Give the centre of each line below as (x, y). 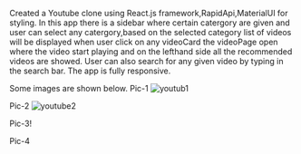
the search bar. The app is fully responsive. (90, 71)
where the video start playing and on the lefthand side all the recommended (151, 52)
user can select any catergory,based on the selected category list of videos (150, 32)
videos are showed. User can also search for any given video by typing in (146, 61)
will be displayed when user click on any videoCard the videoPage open (144, 42)
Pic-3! (21, 123)
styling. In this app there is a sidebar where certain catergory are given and (150, 23)
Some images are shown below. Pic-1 (79, 88)
